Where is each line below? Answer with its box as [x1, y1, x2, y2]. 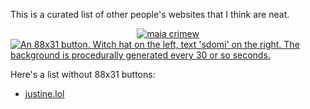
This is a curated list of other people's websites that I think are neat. [10, 9, 290, 20]
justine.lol [24, 88, 65, 99]
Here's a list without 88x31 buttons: [10, 69, 156, 80]
